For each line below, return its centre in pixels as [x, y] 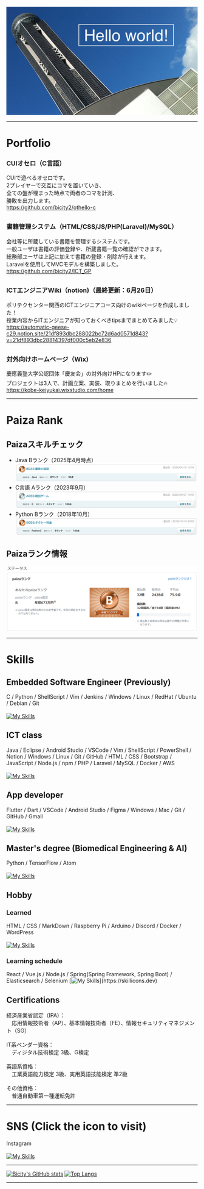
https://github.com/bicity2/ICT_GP [49, 271]
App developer [35, 795]
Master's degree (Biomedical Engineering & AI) [97, 848]
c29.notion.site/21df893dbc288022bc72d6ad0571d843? [77, 334]
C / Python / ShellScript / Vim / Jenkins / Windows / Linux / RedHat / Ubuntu [102, 696]
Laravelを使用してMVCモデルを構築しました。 [64, 264]
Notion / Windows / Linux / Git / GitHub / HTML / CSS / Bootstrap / [89, 756]
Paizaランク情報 [37, 554]
